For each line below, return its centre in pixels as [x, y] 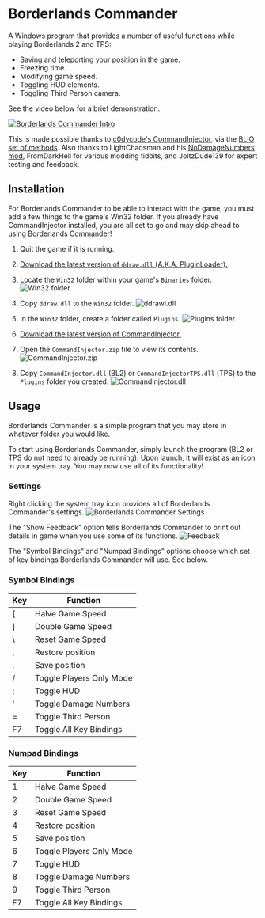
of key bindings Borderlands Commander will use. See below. [108, 560]
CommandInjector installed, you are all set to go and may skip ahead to [124, 225]
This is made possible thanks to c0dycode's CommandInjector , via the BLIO [131, 138]
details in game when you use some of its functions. [93, 536]
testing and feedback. [44, 164]
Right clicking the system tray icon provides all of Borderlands [109, 503]
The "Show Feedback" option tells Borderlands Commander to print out [125, 527]
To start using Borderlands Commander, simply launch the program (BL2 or [131, 449]
